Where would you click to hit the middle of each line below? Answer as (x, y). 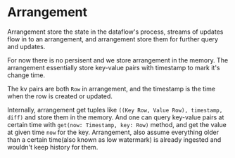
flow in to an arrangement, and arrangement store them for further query (113, 39)
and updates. (26, 46)
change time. (26, 75)
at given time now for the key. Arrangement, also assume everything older (113, 132)
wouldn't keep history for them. (53, 147)
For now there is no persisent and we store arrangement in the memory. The (118, 60)
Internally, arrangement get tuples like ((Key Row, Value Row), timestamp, (115, 110)
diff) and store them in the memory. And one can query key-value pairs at (116, 117)
